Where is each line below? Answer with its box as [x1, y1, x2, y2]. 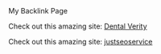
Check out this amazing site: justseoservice [8, 37, 153, 46]
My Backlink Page [8, 6, 68, 15]
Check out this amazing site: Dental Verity [8, 21, 147, 31]
